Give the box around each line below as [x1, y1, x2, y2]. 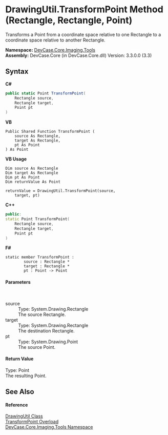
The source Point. [18, 344, 56, 350]
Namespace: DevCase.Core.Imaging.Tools [5, 47, 96, 53]
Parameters [5, 279, 31, 285]
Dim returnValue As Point [5, 180, 60, 185]
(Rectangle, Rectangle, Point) [5, 14, 133, 26]
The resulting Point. [5, 372, 47, 379]
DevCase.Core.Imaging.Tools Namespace [5, 424, 93, 430]
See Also [5, 387, 34, 396]
